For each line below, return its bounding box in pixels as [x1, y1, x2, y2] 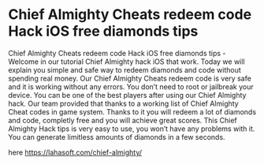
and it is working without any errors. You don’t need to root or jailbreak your [8, 81, 254, 92]
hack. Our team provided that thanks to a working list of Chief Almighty [8, 99, 239, 108]
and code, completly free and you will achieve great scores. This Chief [8, 115, 238, 125]
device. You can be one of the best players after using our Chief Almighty [8, 90, 247, 99]
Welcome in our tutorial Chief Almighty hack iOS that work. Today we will [8, 57, 246, 66]
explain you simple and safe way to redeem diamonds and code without [8, 65, 242, 74]
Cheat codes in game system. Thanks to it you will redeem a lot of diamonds [8, 107, 257, 116]
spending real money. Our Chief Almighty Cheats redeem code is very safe [8, 73, 252, 83]
